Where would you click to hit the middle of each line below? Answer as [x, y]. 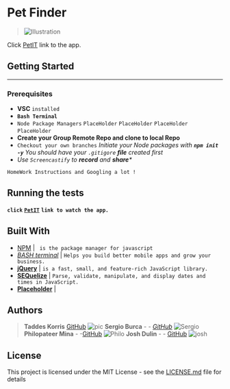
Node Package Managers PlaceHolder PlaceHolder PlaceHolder [102, 124]
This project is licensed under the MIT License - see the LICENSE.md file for [114, 372]
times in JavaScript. [48, 282]
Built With [28, 231]
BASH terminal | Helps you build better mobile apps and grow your [114, 255]
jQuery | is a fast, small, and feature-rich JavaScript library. [112, 268]
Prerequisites [30, 94]
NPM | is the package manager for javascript [85, 247]
